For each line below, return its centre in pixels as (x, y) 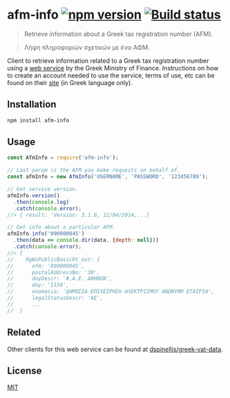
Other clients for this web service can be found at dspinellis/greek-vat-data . (115, 349)
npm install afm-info (38, 120)
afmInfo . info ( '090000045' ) (46, 234)
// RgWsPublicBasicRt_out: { (54, 259)
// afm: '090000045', (46, 266)
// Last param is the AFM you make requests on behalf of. (94, 170)
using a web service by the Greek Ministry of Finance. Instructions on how (113, 68)
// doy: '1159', (38, 285)
